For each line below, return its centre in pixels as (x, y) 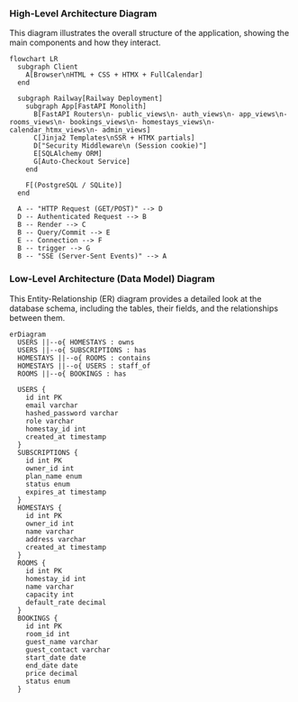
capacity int (50, 594)
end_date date (52, 665)
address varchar (56, 539)
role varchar (50, 421)
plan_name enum (54, 476)
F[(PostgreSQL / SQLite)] (74, 186)
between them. (37, 317)
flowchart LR (34, 59)
